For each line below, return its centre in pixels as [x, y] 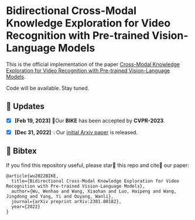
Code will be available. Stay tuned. [48, 88]
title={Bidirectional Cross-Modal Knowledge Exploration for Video [95, 181]
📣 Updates [25, 106]
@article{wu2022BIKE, [32, 176]
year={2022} [26, 207]
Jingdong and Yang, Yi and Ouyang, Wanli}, [60, 196]
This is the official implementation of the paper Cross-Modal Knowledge [93, 64]
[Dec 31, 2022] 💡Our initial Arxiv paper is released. [76, 132]
